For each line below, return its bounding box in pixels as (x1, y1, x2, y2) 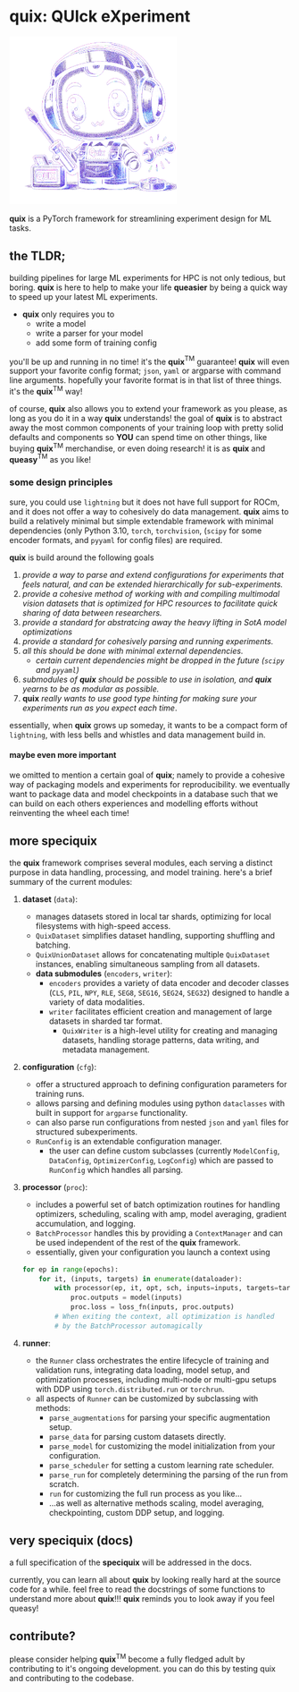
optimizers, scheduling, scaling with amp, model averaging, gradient (35, 1208, 287, 1219)
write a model (35, 318, 87, 328)
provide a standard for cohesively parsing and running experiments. (21, 635, 274, 646)
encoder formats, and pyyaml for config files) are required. (9, 534, 223, 545)
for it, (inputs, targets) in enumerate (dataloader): (38, 1274, 243, 1283)
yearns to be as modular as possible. (21, 683, 160, 694)
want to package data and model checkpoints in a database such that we (9, 788, 278, 799)
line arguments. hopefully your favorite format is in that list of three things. (9, 375, 283, 386)
